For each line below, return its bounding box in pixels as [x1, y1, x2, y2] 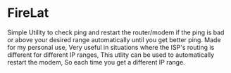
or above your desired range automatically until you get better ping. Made [7, 35, 221, 44]
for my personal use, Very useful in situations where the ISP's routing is [7, 43, 215, 51]
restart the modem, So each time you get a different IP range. [7, 58, 185, 66]
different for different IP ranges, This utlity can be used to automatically [7, 51, 215, 59]
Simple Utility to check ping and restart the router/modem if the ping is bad [7, 28, 225, 36]
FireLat [7, 5, 49, 21]
